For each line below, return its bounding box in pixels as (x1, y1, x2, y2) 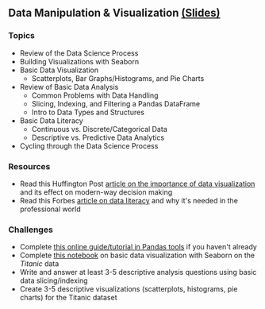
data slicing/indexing (19, 276, 89, 285)
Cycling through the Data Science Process (19, 141, 159, 150)
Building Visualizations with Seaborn (19, 56, 140, 66)
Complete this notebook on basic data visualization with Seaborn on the (19, 250, 255, 261)
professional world (19, 204, 81, 214)
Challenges (8, 224, 53, 235)
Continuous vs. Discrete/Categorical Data (31, 124, 168, 133)
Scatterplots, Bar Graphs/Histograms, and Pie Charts (31, 73, 205, 83)
